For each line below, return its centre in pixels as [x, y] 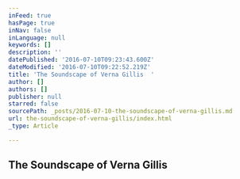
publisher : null [35, 97]
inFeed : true [30, 15]
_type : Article [33, 126]
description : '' [35, 52]
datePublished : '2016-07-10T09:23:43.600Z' [81, 60]
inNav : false [30, 30]
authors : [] [28, 89]
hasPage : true [32, 23]
